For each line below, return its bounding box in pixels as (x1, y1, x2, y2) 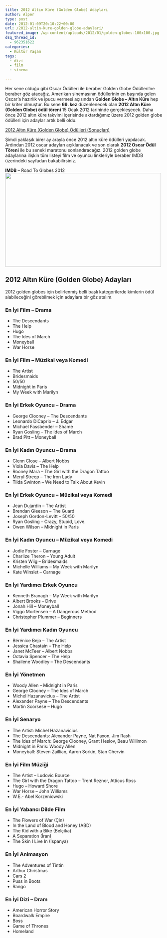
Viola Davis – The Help (12, 463, 59, 469)
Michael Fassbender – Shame (12, 423, 73, 429)
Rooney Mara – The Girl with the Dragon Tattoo (12, 469, 109, 474)
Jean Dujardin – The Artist (12, 503, 66, 509)
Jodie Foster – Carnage (12, 547, 61, 553)
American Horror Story (12, 907, 59, 913)
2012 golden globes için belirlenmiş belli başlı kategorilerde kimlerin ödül (5, 288, 155, 294)
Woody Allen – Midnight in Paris (12, 682, 78, 688)
